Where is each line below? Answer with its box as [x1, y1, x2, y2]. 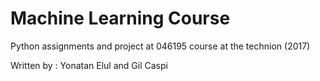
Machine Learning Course [10, 7, 231, 30]
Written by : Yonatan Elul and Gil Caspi [10, 59, 168, 71]
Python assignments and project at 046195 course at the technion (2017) [10, 40, 311, 52]
